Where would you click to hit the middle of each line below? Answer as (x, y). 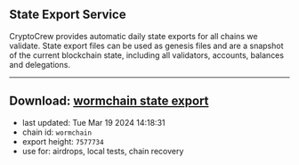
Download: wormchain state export (109, 101)
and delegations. (40, 64)
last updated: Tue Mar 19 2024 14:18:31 (93, 122)
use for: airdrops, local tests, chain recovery (103, 151)
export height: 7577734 (63, 141)
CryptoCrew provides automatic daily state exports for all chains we (133, 36)
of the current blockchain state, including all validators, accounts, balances (147, 55)
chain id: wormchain (57, 132)
